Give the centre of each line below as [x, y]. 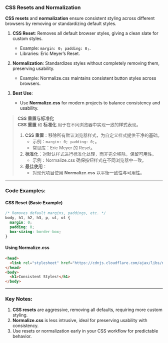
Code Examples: [25, 191]
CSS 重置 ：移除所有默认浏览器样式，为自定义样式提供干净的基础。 [93, 135]
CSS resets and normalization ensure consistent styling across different [80, 18]
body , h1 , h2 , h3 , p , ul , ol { [38, 218]
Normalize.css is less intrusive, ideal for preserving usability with [80, 321]
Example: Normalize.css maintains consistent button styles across [88, 78]
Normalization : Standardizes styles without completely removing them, [86, 63]
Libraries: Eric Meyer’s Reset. [50, 53]
